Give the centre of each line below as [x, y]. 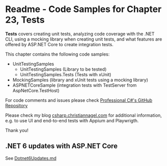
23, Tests [25, 20]
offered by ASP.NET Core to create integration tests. [59, 44]
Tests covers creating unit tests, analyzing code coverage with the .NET [80, 34]
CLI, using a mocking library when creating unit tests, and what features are [84, 39]
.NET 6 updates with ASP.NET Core [61, 146]
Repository [16, 105]
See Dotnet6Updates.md [31, 158]
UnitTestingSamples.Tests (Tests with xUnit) [66, 74]
